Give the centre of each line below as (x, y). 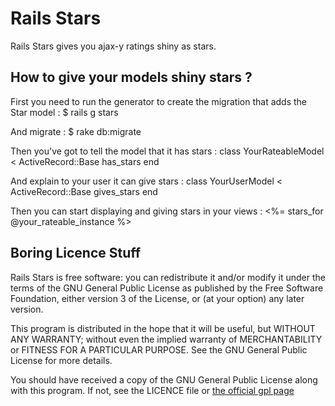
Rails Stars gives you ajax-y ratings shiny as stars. (113, 46)
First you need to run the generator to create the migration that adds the (159, 101)
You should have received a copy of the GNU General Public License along (164, 379)
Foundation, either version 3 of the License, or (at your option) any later (157, 298)
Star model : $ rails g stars (64, 112)
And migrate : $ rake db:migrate (76, 131)
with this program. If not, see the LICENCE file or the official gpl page (152, 390)
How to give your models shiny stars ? (131, 77)
